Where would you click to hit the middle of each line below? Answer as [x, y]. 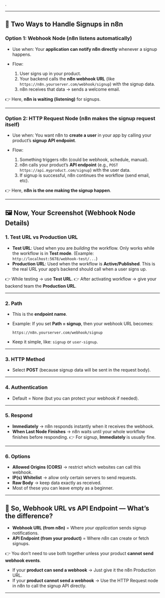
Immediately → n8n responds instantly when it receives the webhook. [83, 426]
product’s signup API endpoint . [44, 140]
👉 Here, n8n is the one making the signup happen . [58, 190]
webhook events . [23, 560]
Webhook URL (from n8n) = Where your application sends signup [79, 527]
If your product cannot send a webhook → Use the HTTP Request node [85, 580]
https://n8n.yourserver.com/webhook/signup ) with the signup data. [87, 84]
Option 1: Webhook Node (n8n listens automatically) [69, 38]
